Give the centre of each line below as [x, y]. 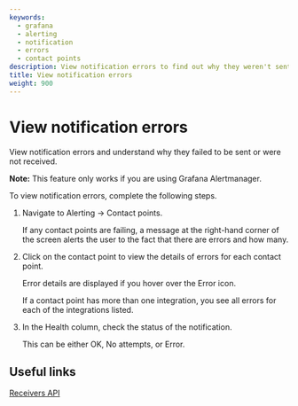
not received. [33, 161]
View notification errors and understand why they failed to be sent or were [145, 152]
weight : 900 [31, 83]
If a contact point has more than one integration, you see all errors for [149, 300]
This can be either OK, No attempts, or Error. [103, 344]
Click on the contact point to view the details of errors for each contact [152, 256]
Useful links [43, 372]
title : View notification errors [71, 75]
